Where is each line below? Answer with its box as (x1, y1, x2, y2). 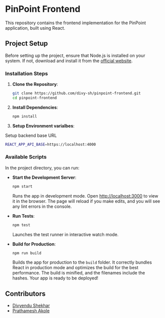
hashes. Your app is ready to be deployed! (12, 275, 99, 281)
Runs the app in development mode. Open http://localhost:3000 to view (12, 193, 159, 199)
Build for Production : (12, 241, 56, 247)
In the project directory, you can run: (5, 164, 80, 171)
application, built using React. (5, 25, 66, 31)
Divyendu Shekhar (12, 303, 50, 309)
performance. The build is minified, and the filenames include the (12, 270, 145, 276)
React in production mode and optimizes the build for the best (12, 265, 139, 271)
